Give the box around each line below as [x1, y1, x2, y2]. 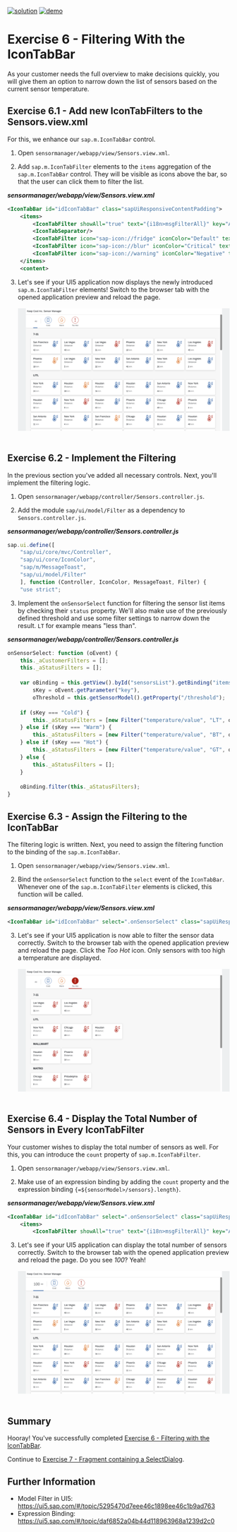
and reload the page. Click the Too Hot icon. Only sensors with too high [17, 946, 226, 954]
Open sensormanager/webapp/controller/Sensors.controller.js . [17, 492, 205, 500]
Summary [7, 1415, 51, 1427]
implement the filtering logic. [7, 478, 91, 487]
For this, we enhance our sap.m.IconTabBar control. [7, 135, 156, 143]
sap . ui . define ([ [7, 541, 55, 548]
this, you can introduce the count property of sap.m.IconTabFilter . [7, 1150, 201, 1159]
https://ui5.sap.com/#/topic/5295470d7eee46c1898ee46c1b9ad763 [17, 1502, 215, 1510]
